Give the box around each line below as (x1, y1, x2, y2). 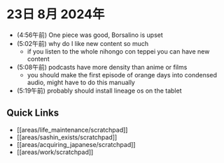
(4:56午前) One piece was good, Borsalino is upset (16, 31, 164, 39)
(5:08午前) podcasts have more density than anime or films (16, 63, 188, 71)
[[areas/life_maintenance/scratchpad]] (16, 125, 128, 134)
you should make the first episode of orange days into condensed (27, 70, 218, 79)
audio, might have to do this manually (27, 78, 136, 86)
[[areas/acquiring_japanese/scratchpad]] (16, 140, 136, 148)
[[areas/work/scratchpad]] (16, 148, 94, 156)
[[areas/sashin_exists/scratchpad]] (16, 133, 118, 141)
